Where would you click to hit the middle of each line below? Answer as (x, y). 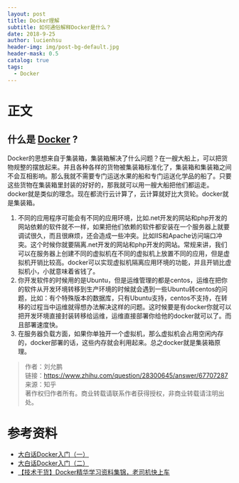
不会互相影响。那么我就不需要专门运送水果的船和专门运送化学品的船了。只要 (119, 176)
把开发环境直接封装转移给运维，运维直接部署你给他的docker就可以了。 (121, 316)
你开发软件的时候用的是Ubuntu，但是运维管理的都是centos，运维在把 (119, 280)
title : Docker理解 (33, 21)
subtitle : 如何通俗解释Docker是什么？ (59, 27)
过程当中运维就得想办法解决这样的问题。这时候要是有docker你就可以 (131, 306)
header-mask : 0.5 (33, 54)
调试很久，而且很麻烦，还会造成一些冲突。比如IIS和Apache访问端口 (117, 235)
